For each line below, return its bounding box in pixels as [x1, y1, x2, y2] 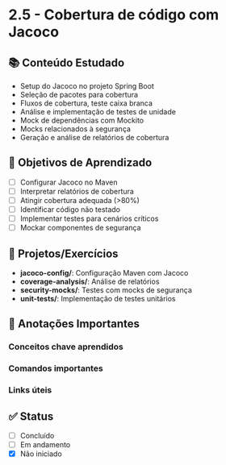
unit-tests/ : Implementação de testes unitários [19, 294, 176, 303]
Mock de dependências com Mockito [19, 115, 144, 125]
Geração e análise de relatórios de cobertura [19, 133, 169, 142]
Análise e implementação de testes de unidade [19, 107, 176, 116]
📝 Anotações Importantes [8, 317, 140, 331]
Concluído [19, 430, 55, 440]
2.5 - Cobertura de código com [8, 6, 220, 24]
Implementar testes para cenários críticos [19, 214, 159, 223]
